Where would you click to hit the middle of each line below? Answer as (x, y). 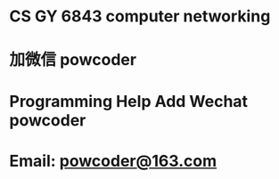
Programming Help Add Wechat (128, 101)
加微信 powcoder (73, 60)
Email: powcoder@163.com (113, 161)
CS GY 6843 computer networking (140, 16)
